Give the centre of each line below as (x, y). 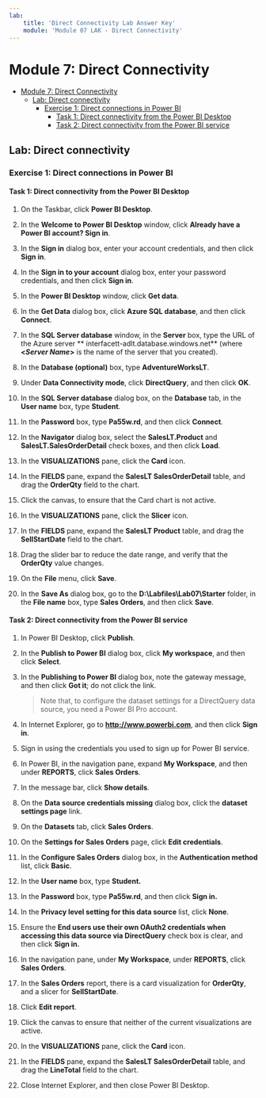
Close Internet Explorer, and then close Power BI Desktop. (115, 1085)
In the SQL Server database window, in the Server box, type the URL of (138, 335)
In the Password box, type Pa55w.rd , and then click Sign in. (119, 897)
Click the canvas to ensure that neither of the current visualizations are (136, 1023)
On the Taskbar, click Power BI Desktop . (86, 209)
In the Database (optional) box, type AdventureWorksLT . (115, 367)
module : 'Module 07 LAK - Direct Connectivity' (103, 30)
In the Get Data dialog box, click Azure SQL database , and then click (133, 311)
